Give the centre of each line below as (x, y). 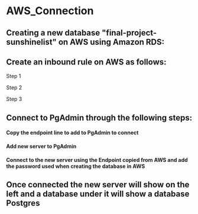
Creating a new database (53, 33)
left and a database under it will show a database (98, 194)
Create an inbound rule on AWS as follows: (86, 62)
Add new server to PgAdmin (41, 146)
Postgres (23, 203)
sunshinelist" (32, 42)
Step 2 (14, 87)
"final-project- (129, 33)
